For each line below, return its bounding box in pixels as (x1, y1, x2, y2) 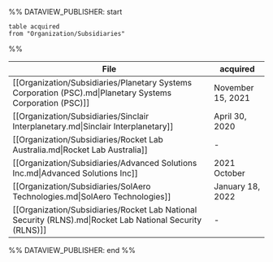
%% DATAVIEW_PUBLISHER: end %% (8, 246, 136, 255)
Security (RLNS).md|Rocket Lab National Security (12, 215, 202, 225)
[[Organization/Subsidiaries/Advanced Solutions (12, 158, 197, 168)
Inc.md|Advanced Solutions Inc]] (12, 168, 138, 178)
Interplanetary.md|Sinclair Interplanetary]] (12, 121, 174, 132)
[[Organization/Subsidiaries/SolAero (12, 181, 151, 192)
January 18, (214, 181, 261, 192)
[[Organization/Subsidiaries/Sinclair (12, 111, 149, 121)
